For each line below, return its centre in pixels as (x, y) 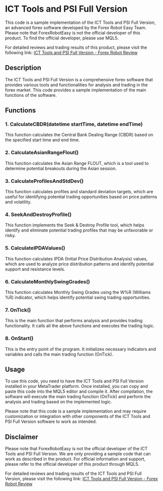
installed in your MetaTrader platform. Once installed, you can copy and (76, 386)
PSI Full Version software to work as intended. (51, 421)
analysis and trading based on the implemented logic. (59, 402)
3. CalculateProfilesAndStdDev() (44, 181)
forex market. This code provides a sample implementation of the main (76, 90)
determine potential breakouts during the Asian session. (61, 168)
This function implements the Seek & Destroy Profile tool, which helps (75, 225)
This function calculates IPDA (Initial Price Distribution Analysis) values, (76, 258)
